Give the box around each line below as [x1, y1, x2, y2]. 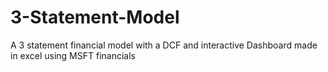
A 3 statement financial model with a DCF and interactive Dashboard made [10, 39, 318, 51]
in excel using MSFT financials [10, 49, 136, 61]
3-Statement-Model [10, 6, 180, 29]
